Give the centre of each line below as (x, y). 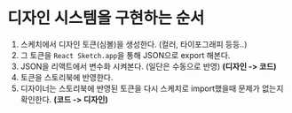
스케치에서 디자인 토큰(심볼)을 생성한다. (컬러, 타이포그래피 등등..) (134, 44)
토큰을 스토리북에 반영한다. (67, 77)
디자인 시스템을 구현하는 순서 (106, 18)
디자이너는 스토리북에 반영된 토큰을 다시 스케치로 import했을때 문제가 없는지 (152, 88)
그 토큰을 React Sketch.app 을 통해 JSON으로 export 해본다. (125, 55)
